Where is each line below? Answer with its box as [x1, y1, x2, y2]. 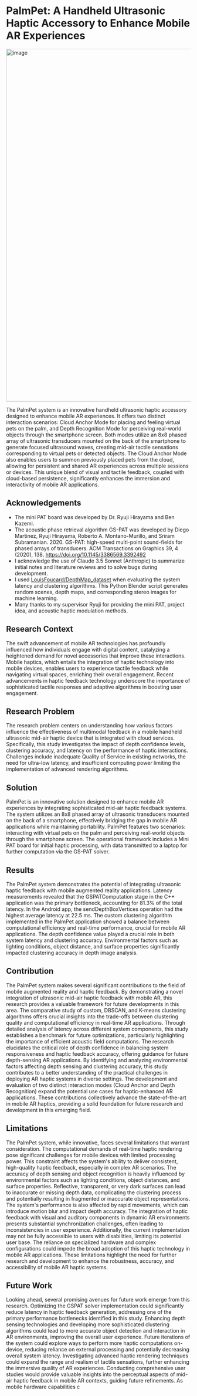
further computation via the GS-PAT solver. [6, 848, 110, 855]
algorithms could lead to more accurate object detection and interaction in [6, 1327, 185, 1334]
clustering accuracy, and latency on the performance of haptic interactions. [6, 747, 189, 754]
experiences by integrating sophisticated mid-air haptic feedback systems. [6, 805, 187, 812]
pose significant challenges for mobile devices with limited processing [6, 1151, 176, 1158]
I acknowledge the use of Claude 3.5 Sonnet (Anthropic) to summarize [14, 557, 185, 564]
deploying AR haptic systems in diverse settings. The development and [6, 1075, 178, 1082]
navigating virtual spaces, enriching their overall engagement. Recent [6, 670, 174, 678]
